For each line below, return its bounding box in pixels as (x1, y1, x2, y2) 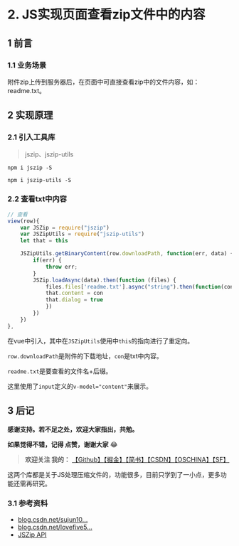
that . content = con (45, 289, 103, 297)
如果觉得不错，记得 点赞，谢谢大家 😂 (7, 440, 118, 449)
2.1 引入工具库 (7, 132, 55, 142)
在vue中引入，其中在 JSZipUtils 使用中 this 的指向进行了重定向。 (7, 336, 194, 345)
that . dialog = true (45, 296, 103, 304)
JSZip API (17, 530, 47, 539)
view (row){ (7, 218, 40, 225)
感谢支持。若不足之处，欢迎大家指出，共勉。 (7, 424, 139, 434)
